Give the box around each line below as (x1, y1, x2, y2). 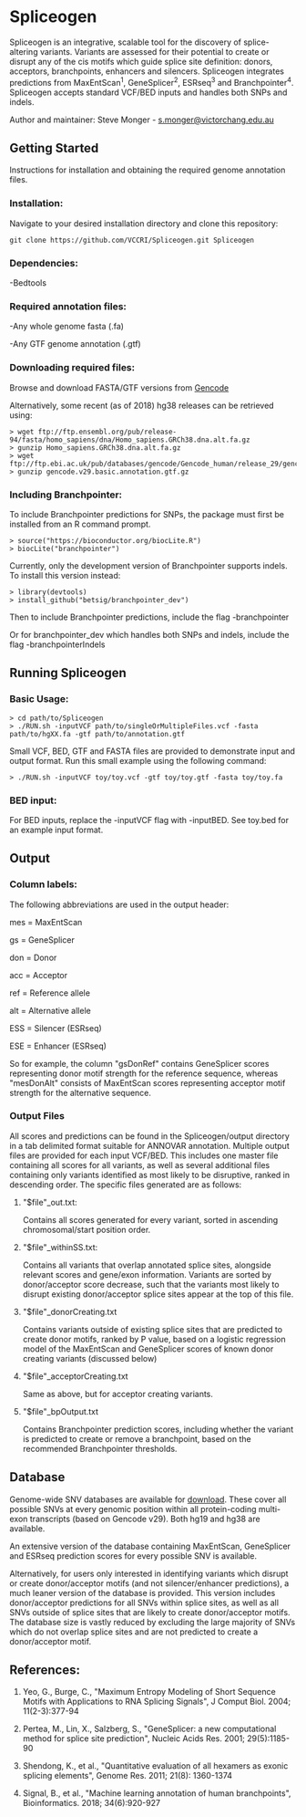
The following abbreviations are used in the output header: (9, 899, 229, 910)
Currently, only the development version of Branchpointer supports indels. (9, 559, 289, 571)
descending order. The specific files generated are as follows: (9, 1179, 242, 1190)
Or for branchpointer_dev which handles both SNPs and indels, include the (9, 629, 290, 640)
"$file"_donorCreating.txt (22, 1306, 117, 1317)
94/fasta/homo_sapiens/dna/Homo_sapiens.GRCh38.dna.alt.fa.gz (9, 435, 250, 444)
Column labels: (9, 878, 77, 891)
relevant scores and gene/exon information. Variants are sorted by (22, 1269, 271, 1279)
